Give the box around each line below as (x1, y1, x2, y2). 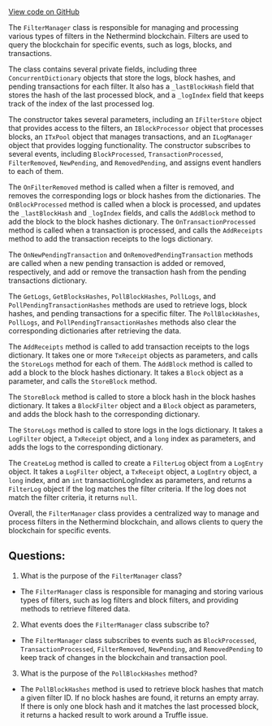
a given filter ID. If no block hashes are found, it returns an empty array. (19, 693, 260, 702)
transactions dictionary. (8, 276, 88, 285)
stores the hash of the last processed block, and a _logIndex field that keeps (8, 90, 265, 100)
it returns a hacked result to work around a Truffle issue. (19, 710, 209, 719)
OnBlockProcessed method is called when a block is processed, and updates (8, 199, 261, 209)
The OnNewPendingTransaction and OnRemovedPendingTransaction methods (8, 250, 253, 259)
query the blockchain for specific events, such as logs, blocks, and (8, 40, 232, 50)
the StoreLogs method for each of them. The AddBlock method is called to (8, 359, 253, 368)
